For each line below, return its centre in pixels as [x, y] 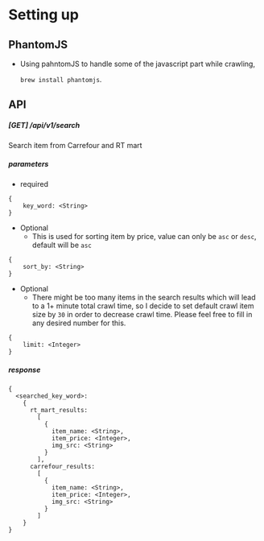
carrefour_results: [62, 467]
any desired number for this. [79, 323]
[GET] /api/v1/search [44, 125]
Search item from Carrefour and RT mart [75, 146]
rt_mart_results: [59, 411]
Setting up [43, 15]
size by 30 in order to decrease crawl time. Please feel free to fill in [142, 315]
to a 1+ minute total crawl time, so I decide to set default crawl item [143, 306]
